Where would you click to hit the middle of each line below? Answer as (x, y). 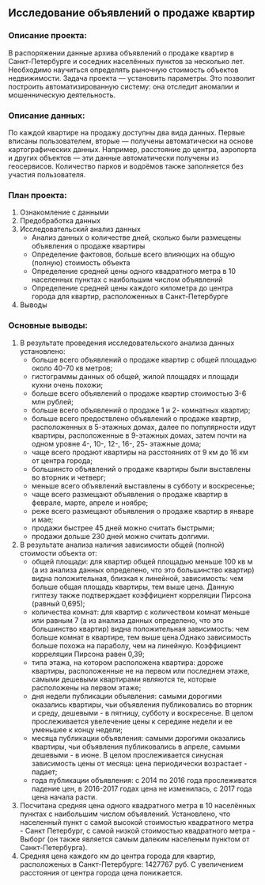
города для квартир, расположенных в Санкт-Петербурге (130, 297)
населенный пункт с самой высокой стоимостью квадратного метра (137, 822)
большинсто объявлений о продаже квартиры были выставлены (141, 469)
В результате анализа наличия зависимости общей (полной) (122, 545)
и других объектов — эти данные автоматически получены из (114, 158)
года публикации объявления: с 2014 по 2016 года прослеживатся (144, 780)
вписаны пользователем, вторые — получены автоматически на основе (131, 141)
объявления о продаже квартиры (88, 246)
